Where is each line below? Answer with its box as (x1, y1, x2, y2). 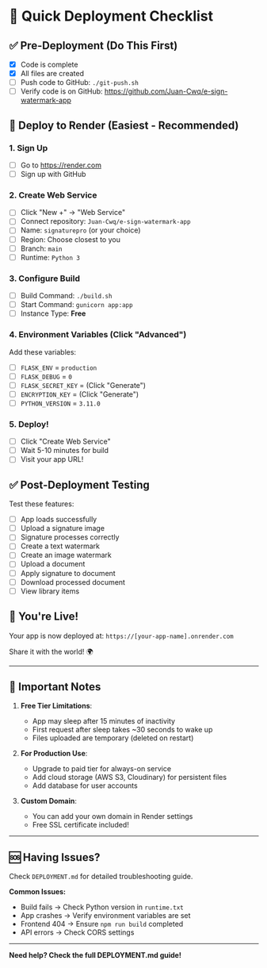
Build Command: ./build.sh (20, 291, 113, 301)
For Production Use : (20, 749, 88, 759)
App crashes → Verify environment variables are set (20, 911, 191, 920)
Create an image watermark (20, 551, 112, 560)
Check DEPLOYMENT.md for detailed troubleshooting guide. (9, 872, 193, 882)
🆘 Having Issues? (9, 851, 101, 864)
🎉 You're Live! (9, 610, 78, 624)
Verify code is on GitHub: (20, 86, 103, 96)
